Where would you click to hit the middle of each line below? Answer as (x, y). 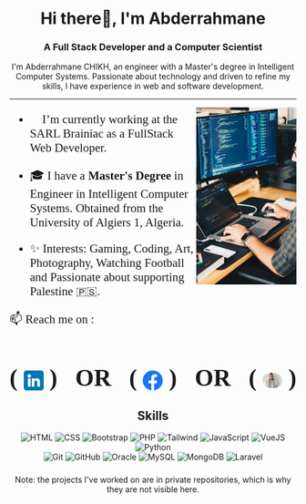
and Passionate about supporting (107, 278)
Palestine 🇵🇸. (65, 292)
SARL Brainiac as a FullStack (102, 134)
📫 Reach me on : (52, 319)
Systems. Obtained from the (97, 208)
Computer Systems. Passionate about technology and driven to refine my (153, 77)
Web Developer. (68, 148)
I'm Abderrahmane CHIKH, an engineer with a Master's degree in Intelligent (153, 67)
